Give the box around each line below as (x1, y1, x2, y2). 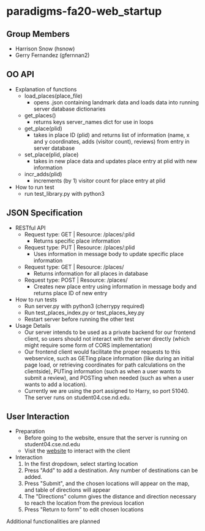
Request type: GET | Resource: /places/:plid (24, 230, 135, 238)
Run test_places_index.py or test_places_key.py (24, 309, 145, 316)
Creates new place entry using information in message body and (33, 282, 197, 290)
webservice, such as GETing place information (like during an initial (24, 354, 195, 362)
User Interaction (6, 411, 70, 422)
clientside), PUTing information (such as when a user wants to (24, 367, 182, 375)
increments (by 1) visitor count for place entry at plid (33, 177, 166, 184)
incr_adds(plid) (24, 170, 62, 177)
